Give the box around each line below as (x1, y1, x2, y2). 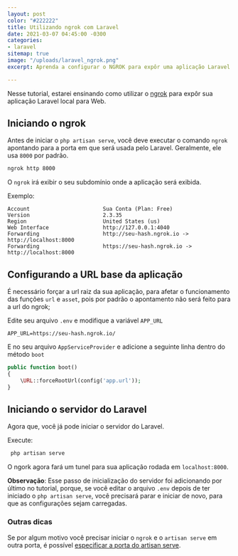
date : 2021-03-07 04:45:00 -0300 (7, 30, 107, 38)
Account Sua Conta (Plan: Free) (7, 206, 173, 213)
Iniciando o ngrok (7, 117, 87, 130)
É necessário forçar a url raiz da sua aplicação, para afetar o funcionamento (7, 288, 230, 296)
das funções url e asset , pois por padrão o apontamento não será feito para (7, 295, 231, 303)
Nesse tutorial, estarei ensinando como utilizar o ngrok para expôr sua (7, 89, 213, 98)
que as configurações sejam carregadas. (7, 499, 128, 508)
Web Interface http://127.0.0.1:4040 (7, 224, 171, 231)
